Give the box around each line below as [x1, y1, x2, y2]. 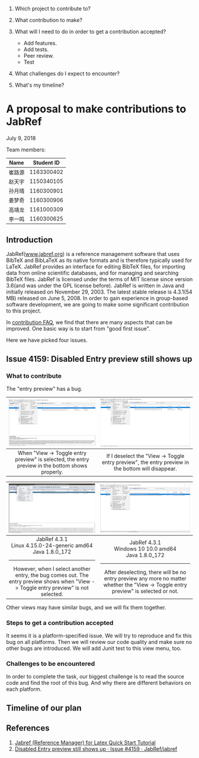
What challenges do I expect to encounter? [14, 70, 120, 77]
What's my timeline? [14, 81, 65, 89]
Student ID [33, 159, 60, 166]
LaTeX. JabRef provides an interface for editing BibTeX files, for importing [6, 263, 185, 270]
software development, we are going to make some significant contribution [6, 301, 190, 308]
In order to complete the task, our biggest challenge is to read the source [6, 673, 185, 680]
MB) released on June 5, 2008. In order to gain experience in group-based [6, 295, 188, 302]
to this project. [6, 307, 41, 314]
